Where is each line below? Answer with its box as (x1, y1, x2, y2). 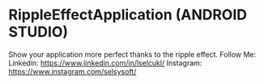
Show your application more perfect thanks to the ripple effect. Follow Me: (8, 49, 257, 59)
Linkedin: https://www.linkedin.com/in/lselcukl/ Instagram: (8, 58, 202, 68)
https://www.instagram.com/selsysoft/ (8, 66, 137, 76)
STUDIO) (8, 23, 69, 41)
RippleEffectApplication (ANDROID (8, 6, 248, 24)
